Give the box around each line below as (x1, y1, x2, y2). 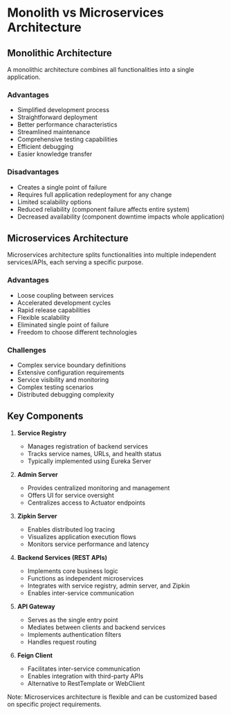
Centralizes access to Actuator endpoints (27, 498, 146, 507)
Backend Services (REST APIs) (17, 553, 108, 561)
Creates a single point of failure (17, 183, 107, 191)
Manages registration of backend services (27, 442, 149, 451)
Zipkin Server (17, 512, 57, 520)
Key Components (7, 410, 84, 422)
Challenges (7, 345, 46, 354)
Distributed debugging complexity (17, 390, 115, 399)
